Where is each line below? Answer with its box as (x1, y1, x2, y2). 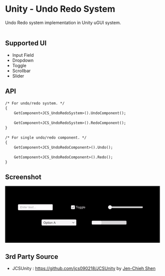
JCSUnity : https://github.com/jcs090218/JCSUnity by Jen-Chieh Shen (12, 265, 156, 271)
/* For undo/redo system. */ (5, 100, 65, 106)
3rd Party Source (5, 252, 58, 261)
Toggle (12, 62, 27, 68)
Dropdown (12, 57, 34, 63)
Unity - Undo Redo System (5, 3, 115, 15)
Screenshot (5, 173, 42, 181)
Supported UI (5, 39, 47, 48)
